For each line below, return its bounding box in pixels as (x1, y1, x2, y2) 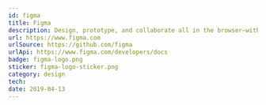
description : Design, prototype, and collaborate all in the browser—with (8, 26, 260, 34)
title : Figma (8, 19, 51, 27)
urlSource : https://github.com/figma (8, 41, 133, 49)
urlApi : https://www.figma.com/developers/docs (8, 48, 169, 56)
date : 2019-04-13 (8, 84, 66, 93)
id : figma (8, 11, 41, 20)
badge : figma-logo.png (8, 56, 83, 64)
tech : (8, 77, 26, 85)
